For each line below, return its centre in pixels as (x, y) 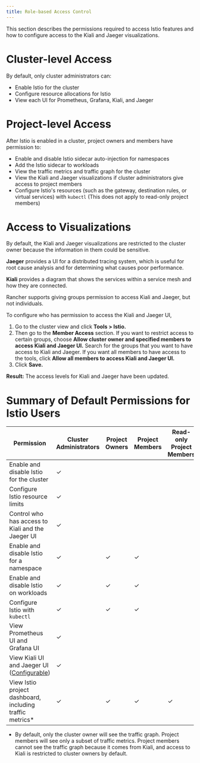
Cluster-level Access (59, 59)
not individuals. (25, 304)
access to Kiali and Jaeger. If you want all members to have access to (100, 352)
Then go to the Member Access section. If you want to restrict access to (104, 333)
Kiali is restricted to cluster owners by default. (71, 753)
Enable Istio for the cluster (47, 87)
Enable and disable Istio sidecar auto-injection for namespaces (92, 158)
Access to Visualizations (69, 227)
